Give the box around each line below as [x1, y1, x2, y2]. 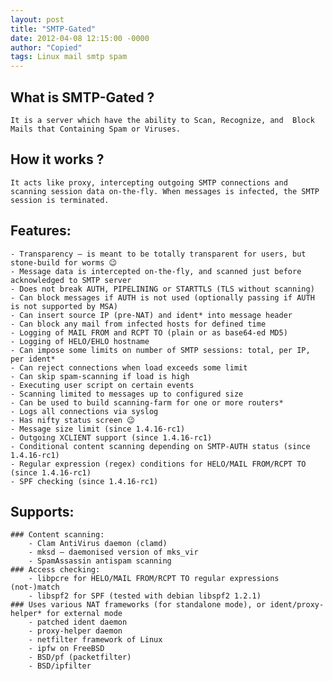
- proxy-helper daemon [28, 626, 123, 636]
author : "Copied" [10, 42, 83, 53]
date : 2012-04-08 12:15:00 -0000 [10, 33, 150, 43]
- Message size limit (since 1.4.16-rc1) [10, 424, 186, 434]
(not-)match [10, 582, 60, 593]
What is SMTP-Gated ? [10, 89, 155, 106]
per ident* [10, 354, 56, 364]
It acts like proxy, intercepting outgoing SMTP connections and [10, 177, 288, 188]
